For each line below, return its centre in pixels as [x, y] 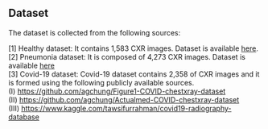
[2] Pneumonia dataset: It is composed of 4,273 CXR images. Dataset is [127, 56]
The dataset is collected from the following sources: [95, 32]
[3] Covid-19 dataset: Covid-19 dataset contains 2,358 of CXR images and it [134, 74]
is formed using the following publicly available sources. [101, 82]
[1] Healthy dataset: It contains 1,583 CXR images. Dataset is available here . [134, 48]
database [24, 117]
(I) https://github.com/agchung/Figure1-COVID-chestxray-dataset [117, 91]
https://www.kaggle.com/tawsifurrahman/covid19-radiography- [126, 108]
